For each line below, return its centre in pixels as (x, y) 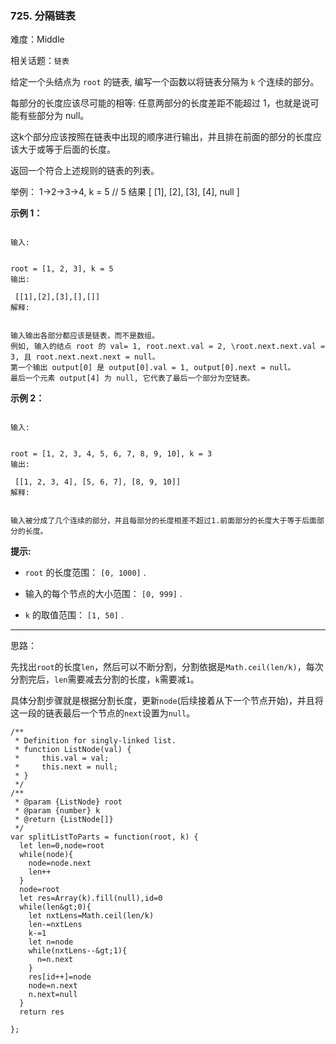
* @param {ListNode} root (68, 802)
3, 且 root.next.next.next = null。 (85, 357)
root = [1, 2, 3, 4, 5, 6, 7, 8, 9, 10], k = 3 (111, 454)
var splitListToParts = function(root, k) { (104, 837)
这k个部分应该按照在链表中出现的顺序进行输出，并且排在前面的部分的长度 (161, 137)
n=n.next (55, 960)
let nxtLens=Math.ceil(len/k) (91, 916)
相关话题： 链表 (40, 61)
